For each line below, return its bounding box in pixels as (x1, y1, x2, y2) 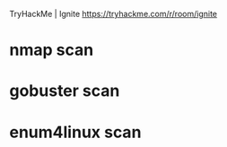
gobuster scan (9, 81, 120, 101)
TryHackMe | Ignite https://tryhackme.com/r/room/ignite (9, 9, 218, 19)
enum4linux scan (9, 122, 142, 143)
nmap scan (9, 40, 94, 60)
